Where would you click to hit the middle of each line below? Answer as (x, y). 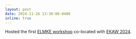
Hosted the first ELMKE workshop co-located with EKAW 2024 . (68, 32)
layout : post (18, 9)
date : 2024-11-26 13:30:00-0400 (38, 14)
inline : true (18, 18)
